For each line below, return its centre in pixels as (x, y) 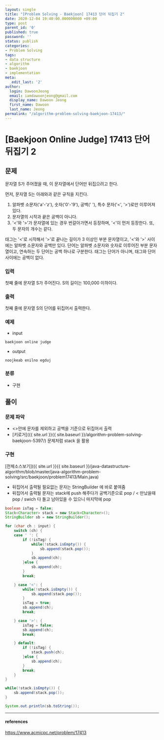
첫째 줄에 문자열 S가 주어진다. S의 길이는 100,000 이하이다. (61, 283)
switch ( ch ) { (28, 531)
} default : (25, 643)
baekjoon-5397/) (29, 441)
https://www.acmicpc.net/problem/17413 (46, 732)
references (17, 721)
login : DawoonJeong (29, 91)
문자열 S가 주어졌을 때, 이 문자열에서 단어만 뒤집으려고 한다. (62, 184)
